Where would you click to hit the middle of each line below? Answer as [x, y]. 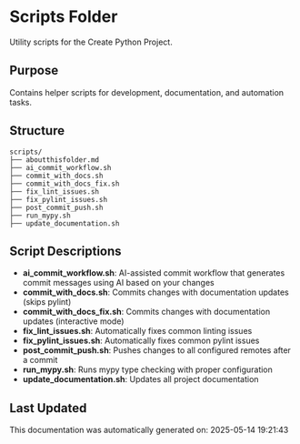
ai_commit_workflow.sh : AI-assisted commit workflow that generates [154, 273]
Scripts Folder [64, 17]
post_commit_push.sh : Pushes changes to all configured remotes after [156, 350]
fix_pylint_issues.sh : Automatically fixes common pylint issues [141, 341]
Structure [37, 131]
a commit [40, 360]
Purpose [34, 71]
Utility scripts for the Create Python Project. [91, 42]
